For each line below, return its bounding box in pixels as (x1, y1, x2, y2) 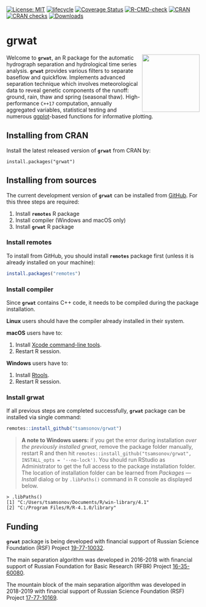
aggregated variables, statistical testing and (6, 106, 117, 113)
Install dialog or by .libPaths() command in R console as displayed (21, 476, 193, 483)
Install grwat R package (15, 223, 74, 230)
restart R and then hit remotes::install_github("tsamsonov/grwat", (21, 449, 192, 457)
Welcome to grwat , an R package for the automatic (6, 54, 134, 61)
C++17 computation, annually (40, 99, 112, 107)
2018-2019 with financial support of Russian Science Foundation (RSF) (6, 587, 185, 595)
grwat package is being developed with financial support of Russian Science (6, 538, 199, 545)
